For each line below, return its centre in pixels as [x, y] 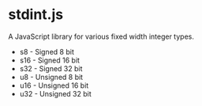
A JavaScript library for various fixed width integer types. [101, 36]
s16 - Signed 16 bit [50, 60]
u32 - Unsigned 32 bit [56, 93]
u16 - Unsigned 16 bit [54, 85]
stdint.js [36, 15]
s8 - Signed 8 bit [47, 51]
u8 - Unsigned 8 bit [51, 77]
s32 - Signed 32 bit [51, 68]
